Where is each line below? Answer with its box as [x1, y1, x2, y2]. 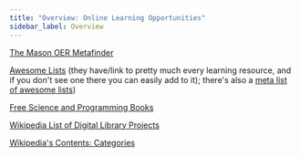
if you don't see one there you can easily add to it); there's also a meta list [9, 74, 287, 85]
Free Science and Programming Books [9, 101, 154, 112]
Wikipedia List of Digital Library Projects [9, 120, 160, 131]
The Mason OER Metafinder [9, 47, 114, 58]
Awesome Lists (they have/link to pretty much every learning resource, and [9, 65, 292, 76]
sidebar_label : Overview [9, 22, 104, 31]
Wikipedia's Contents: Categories [9, 137, 135, 148]
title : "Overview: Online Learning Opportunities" [9, 13, 206, 23]
